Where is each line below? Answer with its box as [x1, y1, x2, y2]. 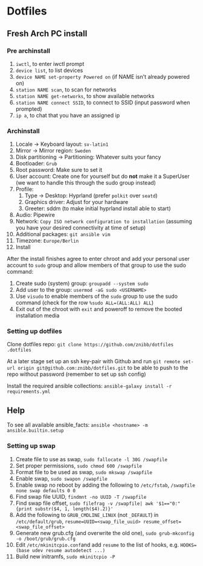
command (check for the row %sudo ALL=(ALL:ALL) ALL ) [15, 299, 154, 306]
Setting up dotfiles [7, 327, 62, 335]
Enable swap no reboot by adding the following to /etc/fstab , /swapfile [15, 481, 196, 489]
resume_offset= [143, 519, 182, 525]
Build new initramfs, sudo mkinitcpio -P [15, 553, 115, 560]
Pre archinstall [7, 47, 51, 55]
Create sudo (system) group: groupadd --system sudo [15, 280, 149, 287]
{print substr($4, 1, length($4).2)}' [15, 505, 114, 512]
